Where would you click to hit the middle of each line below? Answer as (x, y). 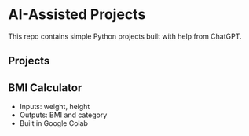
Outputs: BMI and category (63, 115)
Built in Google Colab (54, 123)
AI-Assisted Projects (77, 15)
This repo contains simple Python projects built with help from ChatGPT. (125, 36)
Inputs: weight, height (55, 107)
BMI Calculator (45, 88)
